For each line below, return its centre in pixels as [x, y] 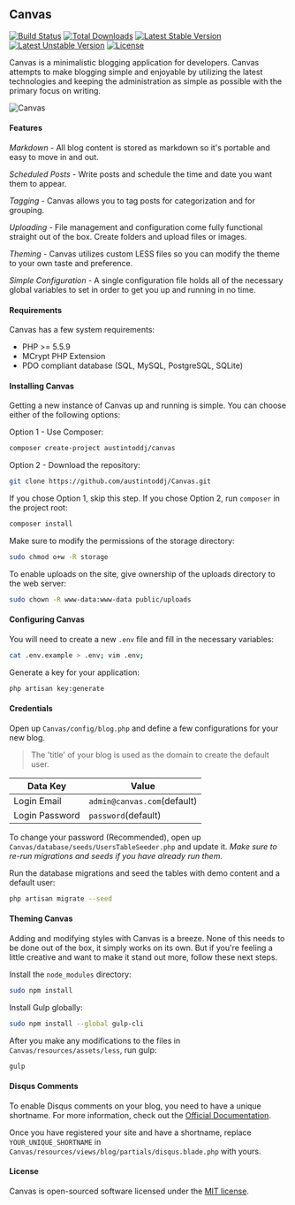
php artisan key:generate [57, 688]
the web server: [38, 583]
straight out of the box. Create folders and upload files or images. [128, 237]
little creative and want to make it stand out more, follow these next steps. [144, 957]
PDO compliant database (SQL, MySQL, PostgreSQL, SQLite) [132, 365]
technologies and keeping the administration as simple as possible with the [146, 81]
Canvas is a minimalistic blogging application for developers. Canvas [134, 62]
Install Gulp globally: [46, 1007]
